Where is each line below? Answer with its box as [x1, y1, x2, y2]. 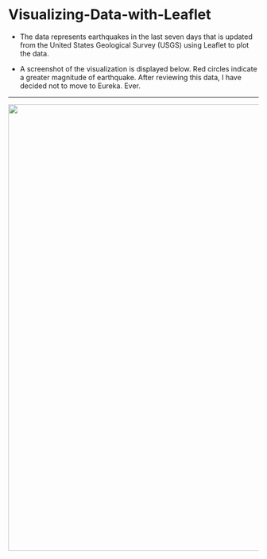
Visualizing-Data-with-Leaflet [8, 6, 212, 24]
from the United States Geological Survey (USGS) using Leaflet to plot [19, 40, 250, 49]
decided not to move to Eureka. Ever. [19, 81, 141, 91]
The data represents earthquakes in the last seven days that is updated [19, 32, 253, 41]
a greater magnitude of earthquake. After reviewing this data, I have [19, 72, 242, 82]
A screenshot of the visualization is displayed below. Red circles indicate [19, 64, 257, 73]
